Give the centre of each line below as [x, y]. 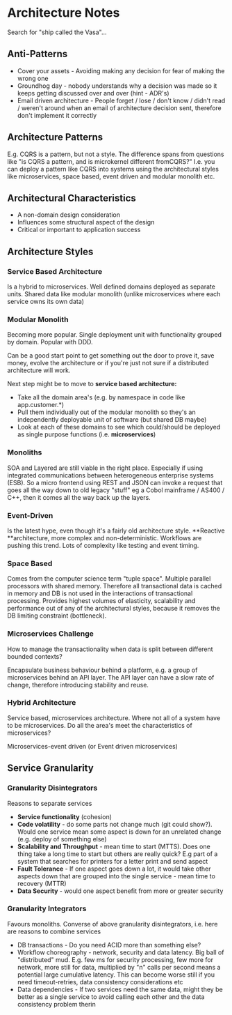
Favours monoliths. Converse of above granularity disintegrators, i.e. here [113, 924]
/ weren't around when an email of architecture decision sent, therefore [119, 108]
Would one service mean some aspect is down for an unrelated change [119, 832]
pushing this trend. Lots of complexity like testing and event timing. [103, 545]
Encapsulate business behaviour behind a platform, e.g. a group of [102, 670]
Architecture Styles [50, 251]
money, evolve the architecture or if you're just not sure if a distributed [108, 363]
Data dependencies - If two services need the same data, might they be [120, 989]
